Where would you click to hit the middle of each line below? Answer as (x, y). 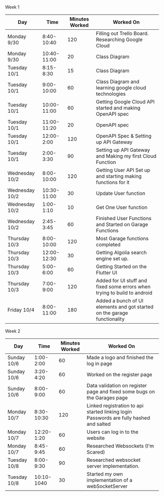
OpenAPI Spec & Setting (124, 136)
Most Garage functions (122, 238)
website (96, 438)
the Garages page (107, 398)
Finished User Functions (124, 218)
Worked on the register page (119, 374)
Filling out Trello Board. (122, 33)
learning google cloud (121, 88)
